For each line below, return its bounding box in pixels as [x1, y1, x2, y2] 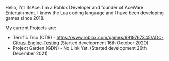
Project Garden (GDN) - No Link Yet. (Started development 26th [12, 45, 147, 51]
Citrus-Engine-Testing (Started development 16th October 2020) [12, 40, 149, 46]
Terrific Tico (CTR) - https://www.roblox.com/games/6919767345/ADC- [12, 35, 164, 40]
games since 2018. [5, 15, 45, 21]
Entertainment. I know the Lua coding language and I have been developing [5, 10, 164, 16]
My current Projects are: [5, 25, 57, 31]
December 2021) [12, 50, 49, 56]
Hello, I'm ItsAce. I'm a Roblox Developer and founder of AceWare [5, 5, 144, 10]
